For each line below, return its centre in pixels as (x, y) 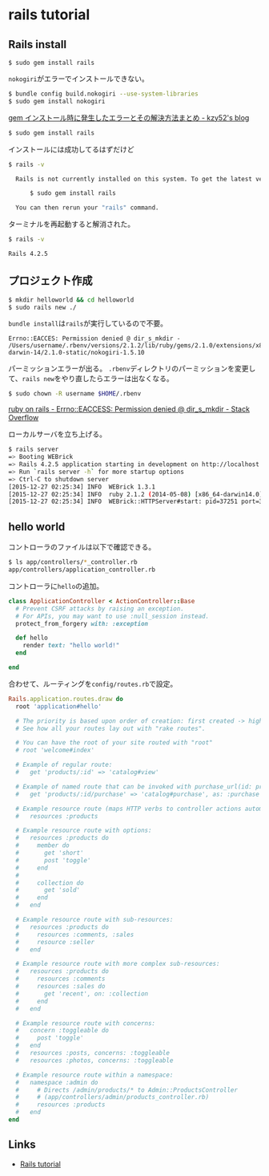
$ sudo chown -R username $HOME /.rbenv (75, 394)
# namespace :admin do (57, 1082)
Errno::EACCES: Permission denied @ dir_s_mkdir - (94, 339)
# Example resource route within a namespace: (94, 1075)
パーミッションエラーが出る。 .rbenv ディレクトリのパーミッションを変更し (132, 369)
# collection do (50, 883)
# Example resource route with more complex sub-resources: (118, 964)
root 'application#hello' (59, 706)
